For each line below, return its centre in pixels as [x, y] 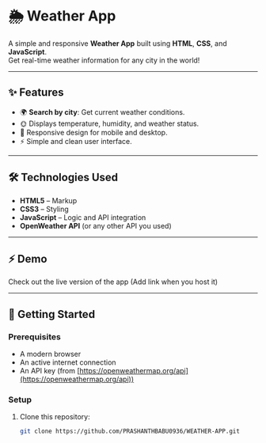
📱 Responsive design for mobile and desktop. [93, 132]
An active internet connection [68, 362]
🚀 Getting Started [52, 314]
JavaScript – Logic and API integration [83, 217]
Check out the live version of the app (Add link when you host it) [113, 282]
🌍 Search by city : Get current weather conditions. [102, 112]
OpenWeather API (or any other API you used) [95, 225]
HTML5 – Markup [48, 200]
